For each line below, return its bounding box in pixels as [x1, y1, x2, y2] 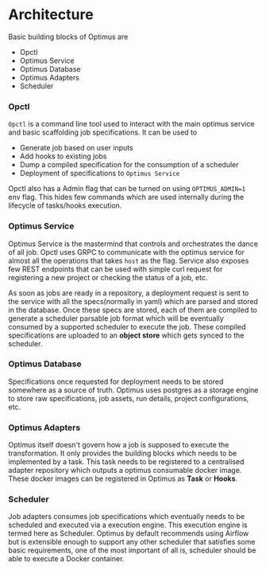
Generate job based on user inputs [19, 143, 133, 153]
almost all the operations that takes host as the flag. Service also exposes [8, 256, 249, 265]
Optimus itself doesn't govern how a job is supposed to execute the [8, 440, 229, 450]
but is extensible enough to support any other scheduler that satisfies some [8, 537, 256, 547]
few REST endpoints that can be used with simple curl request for [8, 264, 223, 274]
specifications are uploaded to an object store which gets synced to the [8, 330, 245, 340]
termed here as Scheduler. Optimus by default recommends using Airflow [8, 529, 249, 538]
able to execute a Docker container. [8, 554, 125, 564]
